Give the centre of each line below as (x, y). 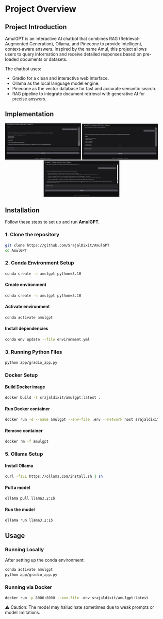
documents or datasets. (44, 59)
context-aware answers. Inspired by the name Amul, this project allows (76, 49)
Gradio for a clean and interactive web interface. (60, 78)
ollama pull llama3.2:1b (30, 498)
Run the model (20, 509)
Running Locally (24, 549)
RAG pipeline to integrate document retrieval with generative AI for (78, 94)
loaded (12, 59)
